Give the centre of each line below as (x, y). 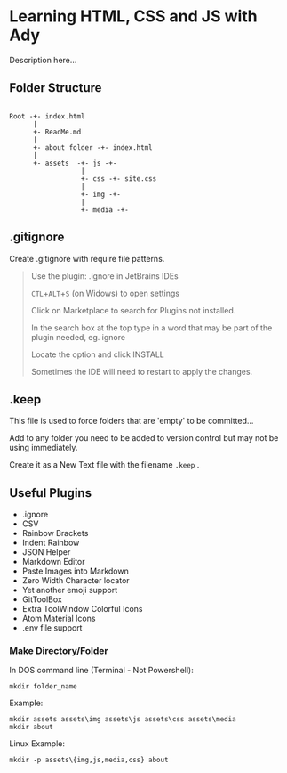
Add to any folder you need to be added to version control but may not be (144, 438)
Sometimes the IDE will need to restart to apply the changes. (142, 371)
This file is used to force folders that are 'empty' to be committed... (132, 421)
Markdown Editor (54, 562)
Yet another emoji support (70, 590)
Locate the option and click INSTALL (97, 354)
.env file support (52, 628)
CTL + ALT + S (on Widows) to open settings (105, 293)
